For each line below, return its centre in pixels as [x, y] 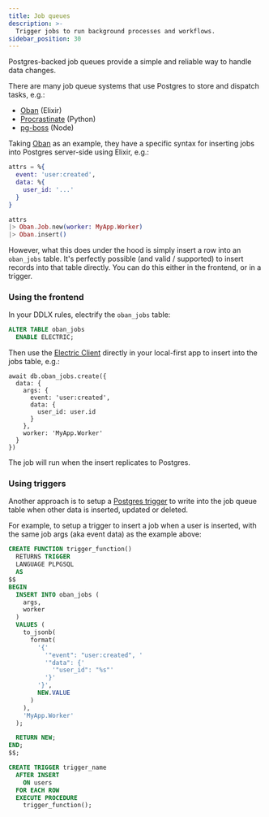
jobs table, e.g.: [34, 362]
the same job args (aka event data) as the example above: [105, 534]
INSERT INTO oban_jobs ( [58, 594]
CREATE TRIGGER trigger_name [58, 768]
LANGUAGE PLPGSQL [45, 565]
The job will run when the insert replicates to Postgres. [99, 463]
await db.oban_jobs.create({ [58, 376]
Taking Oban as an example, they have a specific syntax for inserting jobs [132, 144]
